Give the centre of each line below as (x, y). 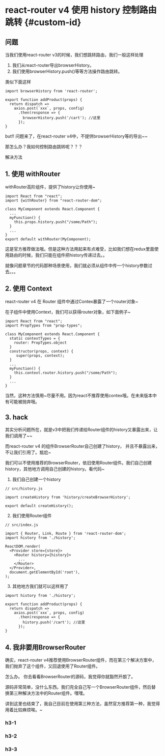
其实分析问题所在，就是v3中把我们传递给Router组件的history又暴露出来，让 (82, 430)
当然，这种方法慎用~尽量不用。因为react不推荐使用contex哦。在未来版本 (79, 395)
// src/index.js (22, 525)
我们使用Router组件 (32, 516)
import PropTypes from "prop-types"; (44, 325)
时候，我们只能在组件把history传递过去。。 (65, 255)
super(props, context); (40, 355)
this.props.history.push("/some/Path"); (56, 222)
